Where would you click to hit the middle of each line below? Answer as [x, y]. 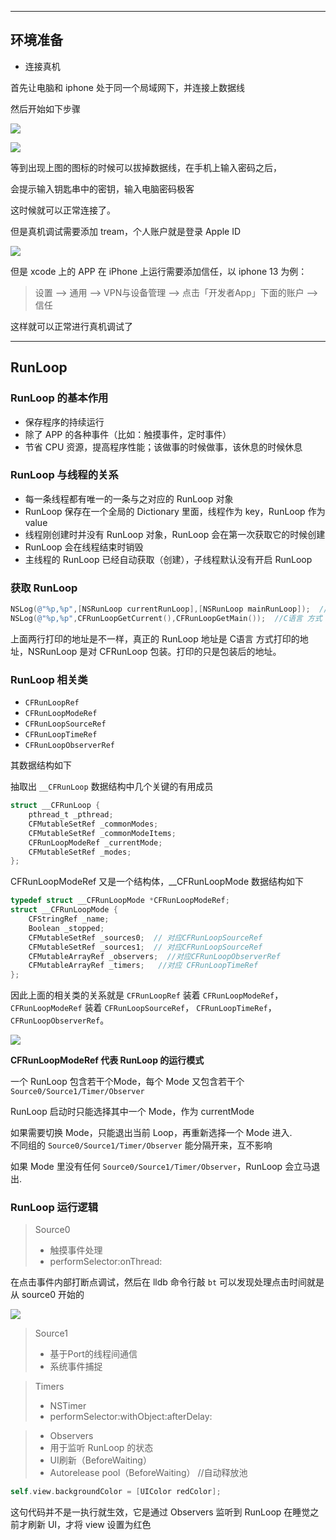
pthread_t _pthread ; [71, 815]
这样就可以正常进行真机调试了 [71, 326]
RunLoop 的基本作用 [59, 398]
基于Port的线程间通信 [93, 1354]
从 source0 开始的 [47, 1295]
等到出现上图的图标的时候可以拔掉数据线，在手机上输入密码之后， [146, 167]
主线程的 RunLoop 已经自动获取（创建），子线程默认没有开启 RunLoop [168, 559]
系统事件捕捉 [76, 1367]
